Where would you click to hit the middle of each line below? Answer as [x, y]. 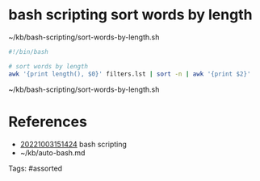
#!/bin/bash [28, 51]
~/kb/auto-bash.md [52, 152]
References [48, 121]
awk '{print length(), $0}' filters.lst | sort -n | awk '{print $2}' [130, 74]
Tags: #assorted [36, 168]
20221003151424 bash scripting [73, 144]
